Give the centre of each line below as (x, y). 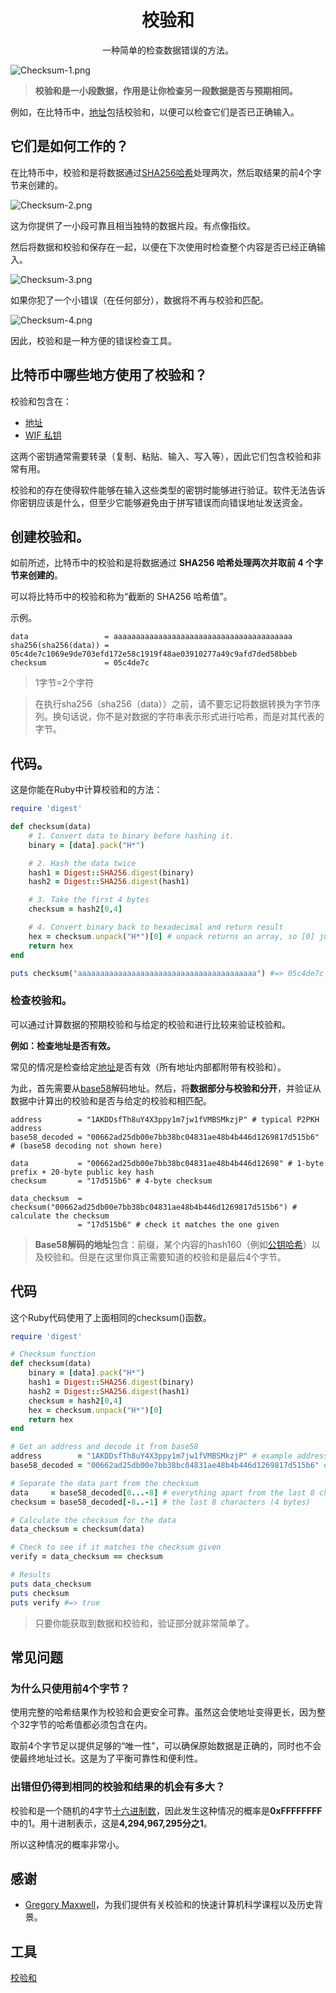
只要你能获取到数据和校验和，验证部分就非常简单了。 (144, 1623)
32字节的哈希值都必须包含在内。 (85, 1725)
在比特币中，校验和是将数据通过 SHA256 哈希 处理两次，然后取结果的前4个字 (166, 172)
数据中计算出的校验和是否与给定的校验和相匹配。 (111, 1100)
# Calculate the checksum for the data (93, 1520)
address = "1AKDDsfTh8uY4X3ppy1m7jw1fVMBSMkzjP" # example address (169, 1456)
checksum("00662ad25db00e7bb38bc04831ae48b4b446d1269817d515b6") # (154, 1207)
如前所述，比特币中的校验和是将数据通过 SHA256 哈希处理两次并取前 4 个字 (167, 563)
